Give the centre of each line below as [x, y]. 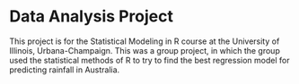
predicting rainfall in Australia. [65, 70]
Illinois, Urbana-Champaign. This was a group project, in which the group [145, 50]
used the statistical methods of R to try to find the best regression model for [149, 60]
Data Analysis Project [91, 17]
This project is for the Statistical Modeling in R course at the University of [145, 41]
